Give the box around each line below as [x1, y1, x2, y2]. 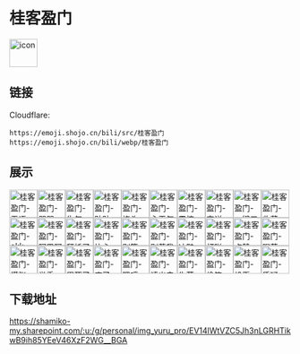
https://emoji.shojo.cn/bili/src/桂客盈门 [9, 128, 165, 137]
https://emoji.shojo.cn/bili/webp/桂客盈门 [9, 138, 168, 147]
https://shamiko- [9, 315, 71, 327]
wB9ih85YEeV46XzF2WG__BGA [9, 335, 128, 346]
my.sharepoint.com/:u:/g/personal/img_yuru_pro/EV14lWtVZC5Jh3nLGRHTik [9, 325, 291, 336]
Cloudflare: [9, 109, 51, 120]
